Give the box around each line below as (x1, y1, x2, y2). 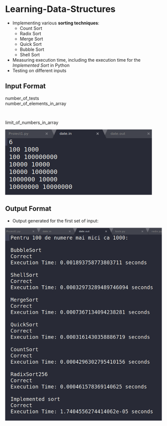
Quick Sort (19, 41, 42, 47)
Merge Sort (19, 36, 43, 42)
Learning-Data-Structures (5, 3, 116, 15)
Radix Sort (19, 30, 41, 36)
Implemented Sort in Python (12, 62, 70, 68)
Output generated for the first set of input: (12, 217, 98, 223)
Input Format (5, 82, 46, 91)
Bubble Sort (19, 46, 45, 52)
